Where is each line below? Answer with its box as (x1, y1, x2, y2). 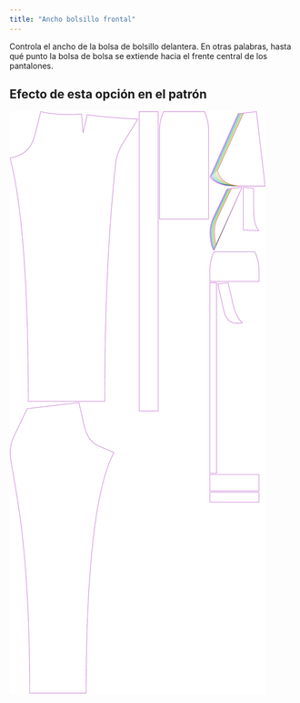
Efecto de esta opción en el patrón (9, 87, 207, 102)
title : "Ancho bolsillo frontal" (9, 15, 136, 24)
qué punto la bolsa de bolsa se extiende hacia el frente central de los (9, 50, 268, 61)
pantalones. (9, 60, 54, 71)
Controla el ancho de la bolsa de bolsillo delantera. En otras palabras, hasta (9, 41, 292, 52)
